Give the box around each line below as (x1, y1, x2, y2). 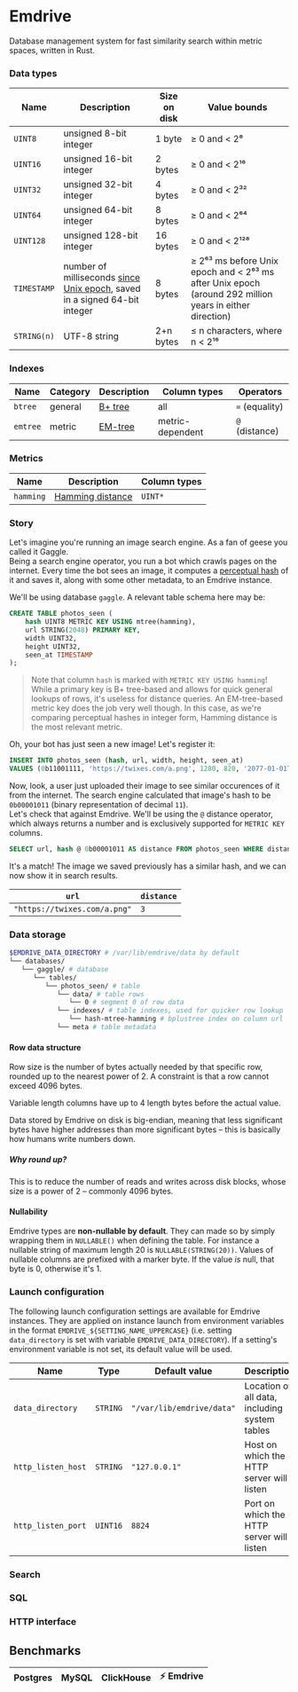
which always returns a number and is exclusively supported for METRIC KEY (9, 818, 286, 829)
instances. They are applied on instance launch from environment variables (9, 1315, 285, 1326)
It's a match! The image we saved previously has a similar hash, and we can (9, 861, 286, 871)
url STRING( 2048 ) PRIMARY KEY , (25, 626, 141, 634)
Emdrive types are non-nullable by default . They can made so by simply (9, 1226, 276, 1237)
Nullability (9, 1206, 49, 1216)
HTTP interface (9, 1616, 77, 1628)
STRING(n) (13, 331, 55, 342)
